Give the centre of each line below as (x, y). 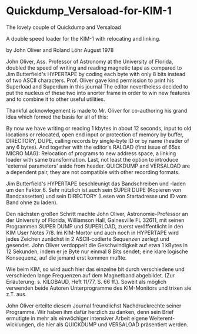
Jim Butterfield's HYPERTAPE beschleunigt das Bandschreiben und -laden (96, 184)
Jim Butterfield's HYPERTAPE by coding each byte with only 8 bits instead (96, 74)
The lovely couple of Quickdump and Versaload (64, 27)
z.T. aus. (16, 294)
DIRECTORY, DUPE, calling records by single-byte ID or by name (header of (98, 140)
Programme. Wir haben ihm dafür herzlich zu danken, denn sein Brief (90, 312)
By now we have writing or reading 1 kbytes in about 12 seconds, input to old (99, 128)
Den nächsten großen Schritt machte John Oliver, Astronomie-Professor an (97, 214)
